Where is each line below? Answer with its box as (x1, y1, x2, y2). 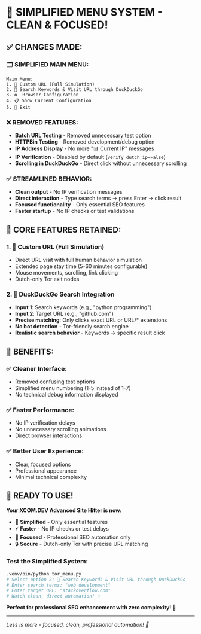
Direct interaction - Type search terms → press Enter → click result (14, 194, 182, 202)
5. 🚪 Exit (6, 104, 31, 110)
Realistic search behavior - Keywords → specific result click (14, 329, 165, 337)
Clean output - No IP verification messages (14, 188, 123, 196)
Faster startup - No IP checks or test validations (14, 208, 135, 215)
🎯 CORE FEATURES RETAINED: (6, 224, 121, 235)
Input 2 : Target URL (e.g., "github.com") (14, 310, 114, 318)
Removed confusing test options (14, 378, 95, 385)
